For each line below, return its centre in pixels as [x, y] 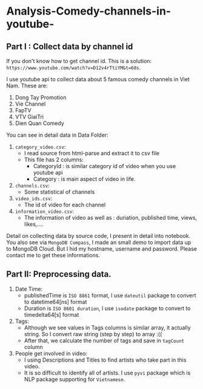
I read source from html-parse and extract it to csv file [92, 153]
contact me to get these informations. [53, 255]
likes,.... [34, 224]
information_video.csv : [45, 211]
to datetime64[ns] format [55, 302]
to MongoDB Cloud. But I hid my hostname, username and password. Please [102, 249]
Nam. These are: [27, 86]
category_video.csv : [40, 147]
